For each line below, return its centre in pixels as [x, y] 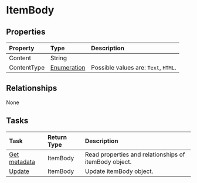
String [59, 58]
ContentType [27, 68]
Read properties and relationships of [135, 154]
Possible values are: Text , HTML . [133, 68]
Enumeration [68, 68]
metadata [22, 161]
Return [57, 137]
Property [22, 48]
